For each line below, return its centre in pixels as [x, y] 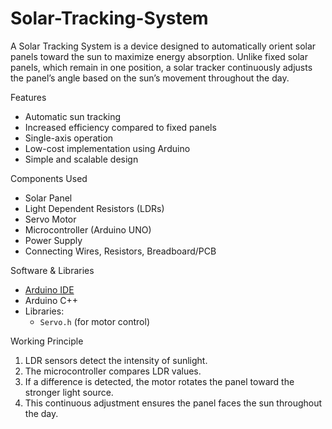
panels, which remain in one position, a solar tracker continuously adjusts [161, 67]
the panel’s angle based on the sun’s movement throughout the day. [150, 78]
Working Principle [47, 341]
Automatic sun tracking [73, 116]
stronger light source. [69, 392]
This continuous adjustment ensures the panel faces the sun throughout [173, 403]
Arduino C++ [51, 300]
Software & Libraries [52, 270]
